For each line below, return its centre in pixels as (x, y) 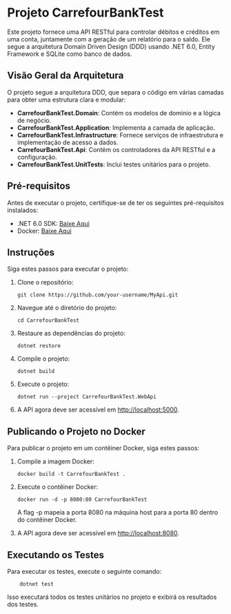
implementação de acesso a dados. (68, 142)
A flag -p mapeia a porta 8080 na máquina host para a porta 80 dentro (118, 512)
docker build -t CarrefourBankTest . (71, 474)
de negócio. (34, 120)
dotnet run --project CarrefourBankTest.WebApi (87, 397)
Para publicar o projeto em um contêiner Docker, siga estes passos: (103, 448)
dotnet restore (39, 346)
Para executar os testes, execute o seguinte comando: (84, 572)
